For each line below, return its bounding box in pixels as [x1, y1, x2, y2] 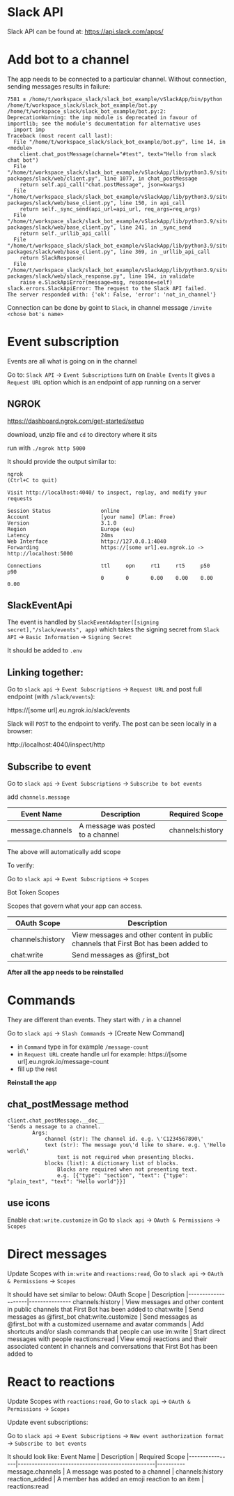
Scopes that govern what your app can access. [7, 902, 143, 911]
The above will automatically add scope [7, 848, 121, 856]
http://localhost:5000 [7, 550, 73, 557]
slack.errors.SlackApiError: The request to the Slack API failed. [7, 285, 208, 292]
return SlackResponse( [19, 254, 86, 262]
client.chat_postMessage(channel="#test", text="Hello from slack [19, 151, 217, 158]
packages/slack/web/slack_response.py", [7, 273, 127, 280]
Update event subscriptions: [7, 1418, 88, 1426]
